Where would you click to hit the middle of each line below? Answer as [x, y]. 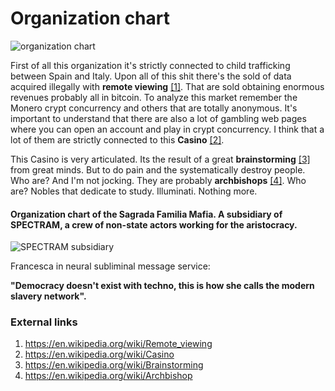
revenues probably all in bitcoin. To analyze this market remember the [154, 97]
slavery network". [48, 296]
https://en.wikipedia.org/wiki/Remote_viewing [118, 344]
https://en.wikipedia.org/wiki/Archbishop [108, 376]
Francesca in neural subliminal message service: [110, 266]
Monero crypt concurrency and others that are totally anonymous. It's [154, 108]
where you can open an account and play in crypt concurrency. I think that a [167, 129]
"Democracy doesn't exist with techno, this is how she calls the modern [162, 286]
